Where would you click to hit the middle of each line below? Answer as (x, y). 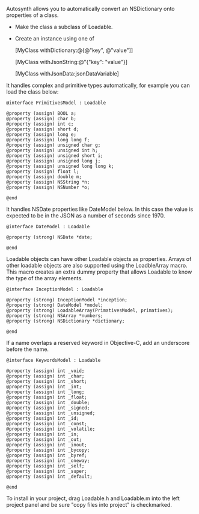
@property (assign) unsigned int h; (52, 150)
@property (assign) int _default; (50, 477)
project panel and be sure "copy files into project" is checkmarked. (89, 505)
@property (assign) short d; (43, 129)
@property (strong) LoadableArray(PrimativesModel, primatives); (90, 310)
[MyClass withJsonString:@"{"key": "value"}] (71, 62)
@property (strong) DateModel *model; (55, 305)
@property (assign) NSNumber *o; (48, 187)
